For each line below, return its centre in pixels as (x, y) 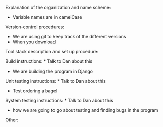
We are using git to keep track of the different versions (69, 37)
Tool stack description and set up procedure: (52, 52)
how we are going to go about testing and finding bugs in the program (85, 110)
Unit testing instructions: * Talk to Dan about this (56, 81)
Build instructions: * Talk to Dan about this (49, 61)
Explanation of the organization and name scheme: (58, 7)
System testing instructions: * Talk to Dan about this (59, 101)
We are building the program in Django (53, 71)
